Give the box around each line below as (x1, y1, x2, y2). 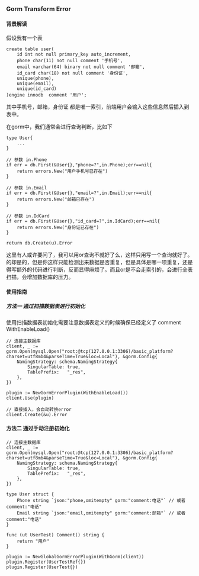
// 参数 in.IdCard (6, 213, 50, 219)
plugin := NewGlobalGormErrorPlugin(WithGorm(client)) (6, 554, 145, 559)
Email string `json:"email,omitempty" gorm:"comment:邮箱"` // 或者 (17, 510, 186, 516)
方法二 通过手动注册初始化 (6, 425, 70, 432)
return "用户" (17, 538, 50, 544)
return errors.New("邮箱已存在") (17, 197, 95, 202)
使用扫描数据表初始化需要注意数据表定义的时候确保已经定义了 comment (6, 318, 181, 326)
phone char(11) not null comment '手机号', (17, 58, 123, 64)
